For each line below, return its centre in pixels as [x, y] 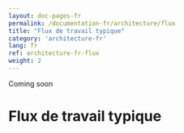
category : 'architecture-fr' [58, 38]
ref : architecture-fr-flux [54, 53]
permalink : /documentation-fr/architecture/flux [92, 23]
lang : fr [23, 46]
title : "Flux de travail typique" [67, 31]
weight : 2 [25, 61]
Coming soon [31, 83]
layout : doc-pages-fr [45, 16]
